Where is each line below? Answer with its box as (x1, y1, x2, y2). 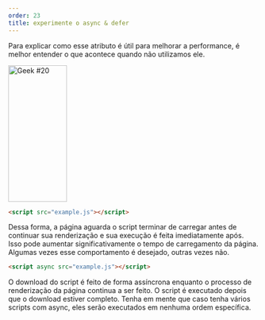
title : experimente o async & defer (8, 19, 129, 27)
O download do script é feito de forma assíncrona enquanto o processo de (8, 277, 252, 287)
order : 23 (8, 11, 41, 20)
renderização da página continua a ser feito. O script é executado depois (8, 286, 248, 295)
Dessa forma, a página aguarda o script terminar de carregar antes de (8, 222, 237, 232)
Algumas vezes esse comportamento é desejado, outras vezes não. (8, 248, 230, 257)
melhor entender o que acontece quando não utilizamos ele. (8, 49, 205, 59)
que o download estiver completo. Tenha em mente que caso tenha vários (8, 295, 252, 304)
